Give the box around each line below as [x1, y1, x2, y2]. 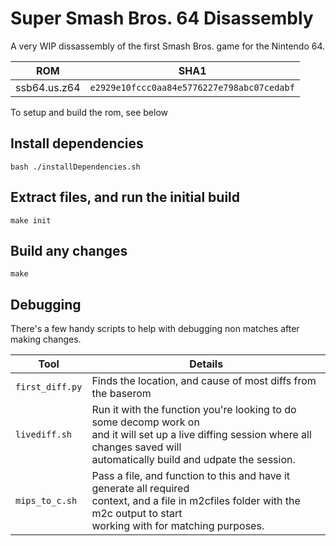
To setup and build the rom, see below [10, 106, 168, 118]
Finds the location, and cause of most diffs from [91, 374, 317, 388]
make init [10, 215, 52, 226]
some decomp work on [91, 415, 200, 429]
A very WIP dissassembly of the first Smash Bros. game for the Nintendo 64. [10, 40, 326, 52]
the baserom [91, 387, 152, 401]
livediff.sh [15, 429, 73, 441]
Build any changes [10, 242, 128, 259]
